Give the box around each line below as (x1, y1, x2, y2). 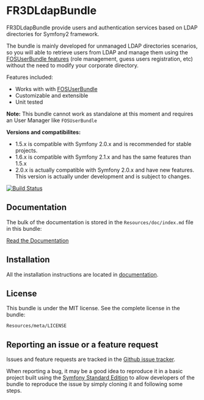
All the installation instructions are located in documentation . (6, 271, 159, 278)
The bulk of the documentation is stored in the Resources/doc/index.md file (6, 218, 194, 226)
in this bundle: (6, 225, 42, 232)
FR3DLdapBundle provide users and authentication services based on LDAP (6, 24, 198, 31)
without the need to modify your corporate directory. (6, 62, 139, 69)
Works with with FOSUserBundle (15, 85, 98, 92)
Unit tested (15, 98, 43, 106)
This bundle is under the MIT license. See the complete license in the (6, 305, 180, 312)
